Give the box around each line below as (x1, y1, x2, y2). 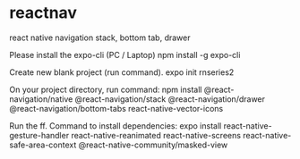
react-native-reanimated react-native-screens (71, 130, 242, 140)
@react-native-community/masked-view (78, 139, 228, 150)
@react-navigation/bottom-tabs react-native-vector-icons (9, 103, 224, 113)
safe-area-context (9, 139, 77, 150)
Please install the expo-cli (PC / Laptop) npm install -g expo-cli (9, 49, 241, 60)
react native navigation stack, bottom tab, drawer (9, 32, 191, 43)
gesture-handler (9, 130, 70, 140)
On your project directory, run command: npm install (9, 84, 202, 95)
